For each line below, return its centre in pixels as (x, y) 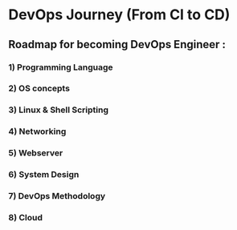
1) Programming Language (61, 67)
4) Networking (37, 131)
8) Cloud (25, 217)
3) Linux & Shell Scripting (59, 110)
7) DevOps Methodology (57, 196)
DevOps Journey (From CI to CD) (119, 15)
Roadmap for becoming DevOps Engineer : (117, 44)
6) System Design (44, 175)
